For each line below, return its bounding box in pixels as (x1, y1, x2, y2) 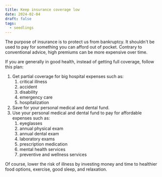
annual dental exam (19, 131, 59, 137)
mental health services (19, 147, 66, 152)
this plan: (5, 64, 23, 70)
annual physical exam (19, 126, 64, 131)
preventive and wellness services (19, 152, 87, 157)
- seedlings (9, 25, 34, 30)
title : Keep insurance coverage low (5, 7, 80, 12)
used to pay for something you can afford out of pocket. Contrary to (5, 44, 142, 50)
